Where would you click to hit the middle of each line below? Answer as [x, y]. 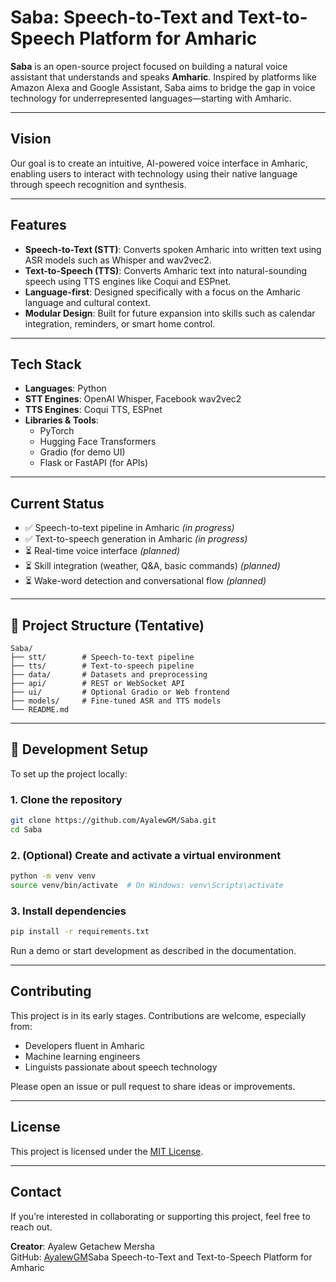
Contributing [51, 991]
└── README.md [40, 710]
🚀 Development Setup [79, 749]
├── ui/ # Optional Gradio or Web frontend [120, 692]
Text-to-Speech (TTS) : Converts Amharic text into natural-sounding [166, 270]
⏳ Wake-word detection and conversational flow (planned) [145, 581]
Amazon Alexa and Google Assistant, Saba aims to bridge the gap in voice [163, 87]
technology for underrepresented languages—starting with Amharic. [151, 98]
